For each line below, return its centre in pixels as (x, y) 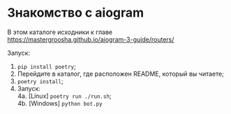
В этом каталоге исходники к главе (60, 32)
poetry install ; (40, 81)
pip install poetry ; (46, 66)
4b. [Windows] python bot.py (60, 103)
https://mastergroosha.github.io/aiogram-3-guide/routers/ (91, 39)
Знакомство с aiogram (76, 13)
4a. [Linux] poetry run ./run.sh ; (64, 96)
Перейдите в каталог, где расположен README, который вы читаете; (121, 74)
